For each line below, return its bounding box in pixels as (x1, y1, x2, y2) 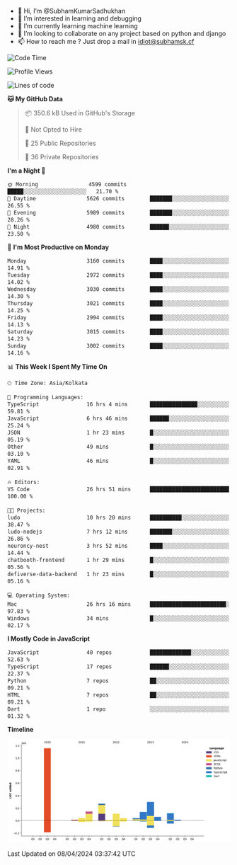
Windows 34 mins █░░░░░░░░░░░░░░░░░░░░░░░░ (7, 615, 230, 622)
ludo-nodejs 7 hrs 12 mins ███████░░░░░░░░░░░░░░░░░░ (7, 528, 230, 535)
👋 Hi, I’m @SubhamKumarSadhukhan (17, 7, 126, 15)
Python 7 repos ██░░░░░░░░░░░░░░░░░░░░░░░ (7, 677, 230, 684)
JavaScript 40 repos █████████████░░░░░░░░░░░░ (7, 649, 230, 656)
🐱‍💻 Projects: (7, 507, 46, 514)
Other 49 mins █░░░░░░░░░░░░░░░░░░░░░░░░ (7, 443, 230, 450)
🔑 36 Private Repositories (24, 153, 99, 161)
